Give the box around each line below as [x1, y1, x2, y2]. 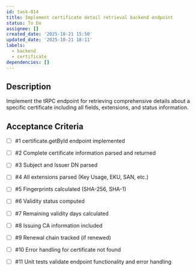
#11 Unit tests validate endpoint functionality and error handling [14, 258, 172, 265]
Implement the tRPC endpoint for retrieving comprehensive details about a [6, 98, 191, 105]
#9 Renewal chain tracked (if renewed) [14, 234, 111, 241]
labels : [6, 43, 26, 49]
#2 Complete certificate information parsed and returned [14, 149, 156, 157]
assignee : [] [6, 25, 39, 32]
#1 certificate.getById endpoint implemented [14, 137, 125, 145]
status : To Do [6, 20, 42, 26]
